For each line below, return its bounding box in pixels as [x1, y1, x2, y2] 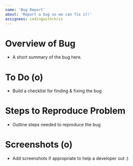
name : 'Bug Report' [5, 7, 46, 12]
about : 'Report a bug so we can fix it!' [5, 12, 92, 17]
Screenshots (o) [5, 139, 73, 150]
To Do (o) [5, 71, 44, 83]
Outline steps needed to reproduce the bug [12, 122, 101, 128]
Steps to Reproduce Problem [5, 105, 126, 116]
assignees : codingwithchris [5, 16, 64, 21]
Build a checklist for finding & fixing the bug [12, 88, 102, 94]
